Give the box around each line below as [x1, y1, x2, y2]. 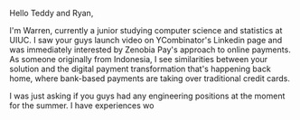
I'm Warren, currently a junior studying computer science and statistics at [9, 25, 283, 35]
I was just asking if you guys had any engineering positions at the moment [9, 90, 286, 101]
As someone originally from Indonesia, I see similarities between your [9, 54, 268, 64]
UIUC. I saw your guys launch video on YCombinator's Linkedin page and [9, 35, 283, 45]
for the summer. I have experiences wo [9, 100, 155, 111]
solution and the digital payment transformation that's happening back [9, 63, 271, 74]
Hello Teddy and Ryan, [9, 8, 94, 18]
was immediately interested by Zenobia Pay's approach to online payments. [9, 44, 291, 55]
